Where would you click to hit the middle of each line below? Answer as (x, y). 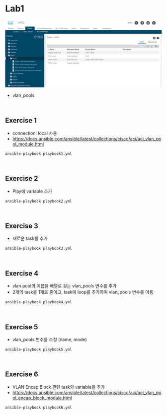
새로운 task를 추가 (30, 238)
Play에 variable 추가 (32, 191)
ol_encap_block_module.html (42, 398)
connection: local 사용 (35, 133)
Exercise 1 (21, 120)
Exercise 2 (22, 178)
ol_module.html (28, 144)
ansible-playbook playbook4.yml (39, 302)
